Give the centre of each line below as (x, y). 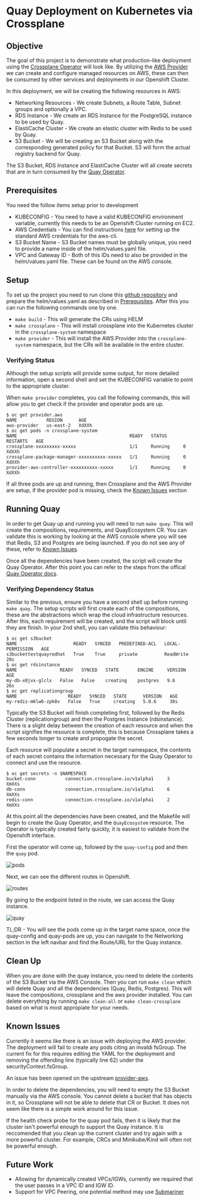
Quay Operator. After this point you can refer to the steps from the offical (96, 567)
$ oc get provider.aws (34, 415)
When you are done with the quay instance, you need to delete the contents (100, 975)
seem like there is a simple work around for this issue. (72, 1109)
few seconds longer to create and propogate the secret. (75, 738)
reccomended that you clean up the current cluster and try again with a (94, 1133)
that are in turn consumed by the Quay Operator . (66, 172)
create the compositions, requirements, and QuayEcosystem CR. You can (97, 530)
